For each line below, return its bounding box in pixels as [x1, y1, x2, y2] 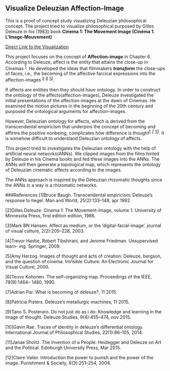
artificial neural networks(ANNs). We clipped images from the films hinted [5, 150, 160, 157]
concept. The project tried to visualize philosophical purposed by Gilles [5, 23, 154, 29]
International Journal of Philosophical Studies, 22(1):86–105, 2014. [5, 329, 143, 335]
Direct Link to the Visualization [5, 43, 69, 50]
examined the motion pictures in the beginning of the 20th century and [5, 103, 153, 109]
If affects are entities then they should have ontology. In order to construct [5, 87, 161, 93]
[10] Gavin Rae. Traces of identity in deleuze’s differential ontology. [5, 324, 144, 330]
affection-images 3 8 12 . [5, 76, 55, 83]
